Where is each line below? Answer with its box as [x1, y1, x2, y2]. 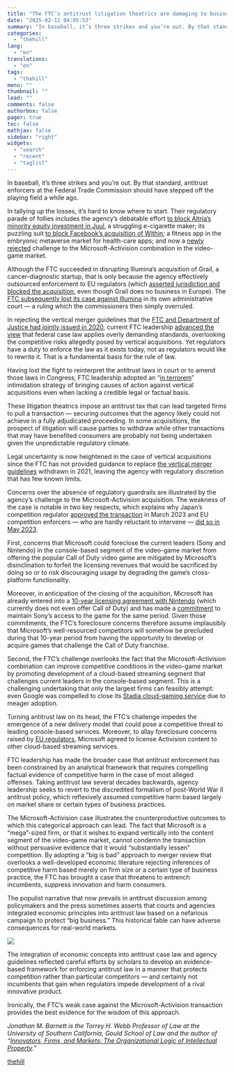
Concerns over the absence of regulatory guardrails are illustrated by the [7, 488, 217, 496]
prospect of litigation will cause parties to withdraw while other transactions [7, 423, 225, 432]
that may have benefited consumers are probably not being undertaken [7, 431, 212, 439]
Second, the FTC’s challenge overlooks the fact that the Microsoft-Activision [7, 654, 226, 663]
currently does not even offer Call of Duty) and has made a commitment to [7, 604, 221, 612]
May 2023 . [7, 524, 38, 534]
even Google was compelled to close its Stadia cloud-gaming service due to [7, 691, 226, 700]
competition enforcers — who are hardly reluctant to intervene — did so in [7, 518, 220, 526]
